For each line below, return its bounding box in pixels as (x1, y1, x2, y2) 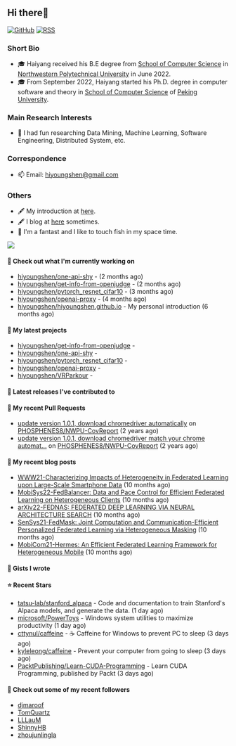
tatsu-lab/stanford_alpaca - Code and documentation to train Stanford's (17, 599, 225, 607)
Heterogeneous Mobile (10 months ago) (17, 548, 133, 556)
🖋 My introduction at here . (17, 207, 96, 215)
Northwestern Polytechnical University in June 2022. (17, 70, 171, 78)
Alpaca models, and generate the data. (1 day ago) (17, 606, 164, 615)
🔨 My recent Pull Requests (7, 404, 86, 412)
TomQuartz (17, 708, 51, 717)
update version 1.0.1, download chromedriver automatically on (17, 419, 197, 427)
